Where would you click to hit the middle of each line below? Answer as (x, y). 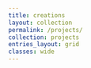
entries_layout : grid (44, 45)
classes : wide (32, 52)
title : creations (37, 15)
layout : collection (40, 23)
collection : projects (44, 37)
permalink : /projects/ (45, 30)
